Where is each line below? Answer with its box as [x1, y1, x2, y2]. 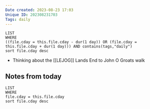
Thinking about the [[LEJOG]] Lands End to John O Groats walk [12, 57, 145, 63]
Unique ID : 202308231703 [5, 12, 58, 17]
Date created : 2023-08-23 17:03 [5, 7, 73, 13]
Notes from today [5, 72, 62, 81]
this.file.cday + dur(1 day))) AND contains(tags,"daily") [5, 44, 133, 49]
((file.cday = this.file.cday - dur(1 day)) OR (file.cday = [5, 40, 137, 45]
